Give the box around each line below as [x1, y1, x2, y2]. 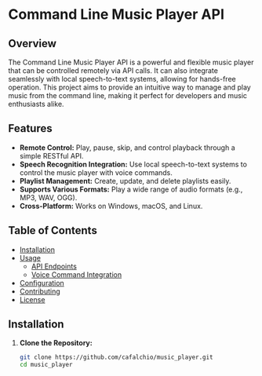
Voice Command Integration [31, 269, 122, 279]
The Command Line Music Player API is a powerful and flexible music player [8, 57, 254, 67]
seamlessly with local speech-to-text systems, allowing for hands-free [8, 75, 237, 83]
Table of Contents [8, 224, 98, 237]
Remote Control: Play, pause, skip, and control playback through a [19, 143, 235, 152]
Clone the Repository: [19, 338, 93, 348]
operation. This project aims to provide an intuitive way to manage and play [8, 82, 251, 92]
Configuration [19, 278, 64, 287]
